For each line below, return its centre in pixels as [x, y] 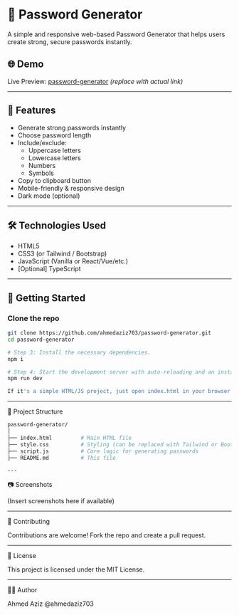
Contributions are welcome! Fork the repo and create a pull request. [107, 535]
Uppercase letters [55, 150]
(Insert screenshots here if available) [61, 501]
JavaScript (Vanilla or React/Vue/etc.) [73, 261]
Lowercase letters [54, 158]
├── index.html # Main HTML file [70, 438]
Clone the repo [33, 318]
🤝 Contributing [29, 522]
